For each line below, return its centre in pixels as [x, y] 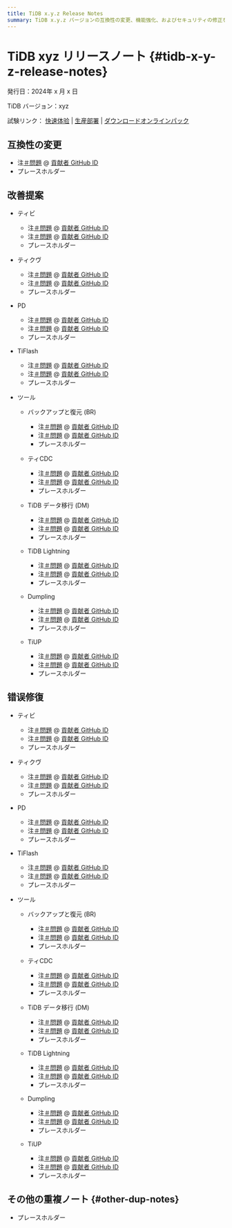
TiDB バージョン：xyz [38, 106]
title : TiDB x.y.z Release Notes [55, 13]
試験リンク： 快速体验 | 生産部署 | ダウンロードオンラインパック [98, 121]
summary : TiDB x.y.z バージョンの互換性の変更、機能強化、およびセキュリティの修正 [115, 20]
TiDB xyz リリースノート [77, 56]
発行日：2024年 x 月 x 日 [42, 91]
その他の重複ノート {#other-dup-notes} [93, 1199]
